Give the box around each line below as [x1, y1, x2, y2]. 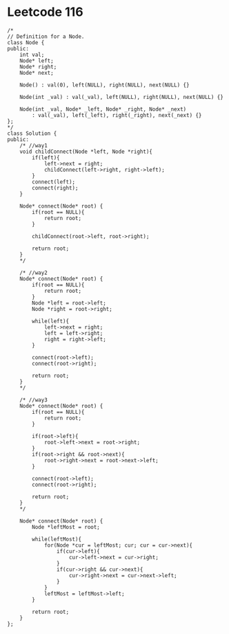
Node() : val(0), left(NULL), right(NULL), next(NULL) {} [19, 81, 190, 89]
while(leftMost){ [32, 536, 81, 543]
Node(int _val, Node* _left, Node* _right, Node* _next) [19, 105, 187, 113]
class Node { [7, 39, 45, 46]
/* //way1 [19, 142, 48, 149]
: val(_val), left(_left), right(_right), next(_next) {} [32, 111, 202, 118]
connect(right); [32, 184, 79, 191]
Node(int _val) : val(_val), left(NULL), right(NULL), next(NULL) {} [19, 93, 224, 100]
